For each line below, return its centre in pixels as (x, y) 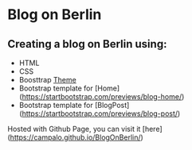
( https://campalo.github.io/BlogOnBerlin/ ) (76, 137)
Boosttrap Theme (47, 80)
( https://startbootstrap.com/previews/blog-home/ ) (102, 96)
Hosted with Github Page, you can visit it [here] (85, 129)
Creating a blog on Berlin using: (87, 44)
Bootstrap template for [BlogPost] (74, 105)
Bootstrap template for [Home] (69, 88)
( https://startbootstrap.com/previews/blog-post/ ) (100, 113)
